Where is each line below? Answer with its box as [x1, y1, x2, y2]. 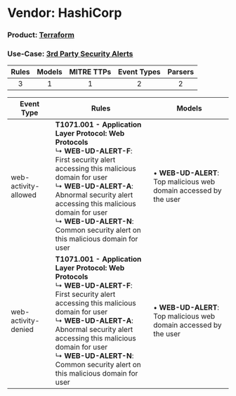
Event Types [118, 67, 161, 77]
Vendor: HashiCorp [7, 5, 122, 21]
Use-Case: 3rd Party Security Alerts [7, 49, 133, 59]
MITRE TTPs [69, 67, 112, 77]
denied [11, 325, 34, 335]
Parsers [167, 67, 195, 77]
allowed [11, 190, 37, 200]
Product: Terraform [7, 30, 75, 40]
